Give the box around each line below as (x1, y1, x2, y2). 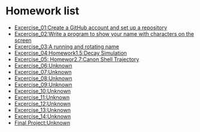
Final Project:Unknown (14, 119, 70, 126)
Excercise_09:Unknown (14, 81, 72, 88)
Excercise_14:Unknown (14, 112, 71, 120)
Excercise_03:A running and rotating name (14, 43, 119, 50)
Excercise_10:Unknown (14, 87, 71, 94)
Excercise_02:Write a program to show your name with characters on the (14, 30, 194, 37)
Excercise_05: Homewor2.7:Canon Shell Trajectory (14, 56, 140, 63)
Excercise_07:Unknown (14, 68, 72, 75)
